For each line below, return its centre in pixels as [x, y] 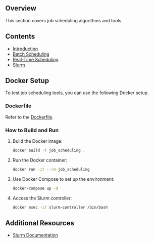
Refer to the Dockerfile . [30, 117]
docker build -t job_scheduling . [49, 151]
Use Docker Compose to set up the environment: [63, 179]
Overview [21, 8]
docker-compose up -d [35, 188]
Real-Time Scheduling [36, 59]
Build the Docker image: [38, 141]
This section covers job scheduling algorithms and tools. [64, 20]
